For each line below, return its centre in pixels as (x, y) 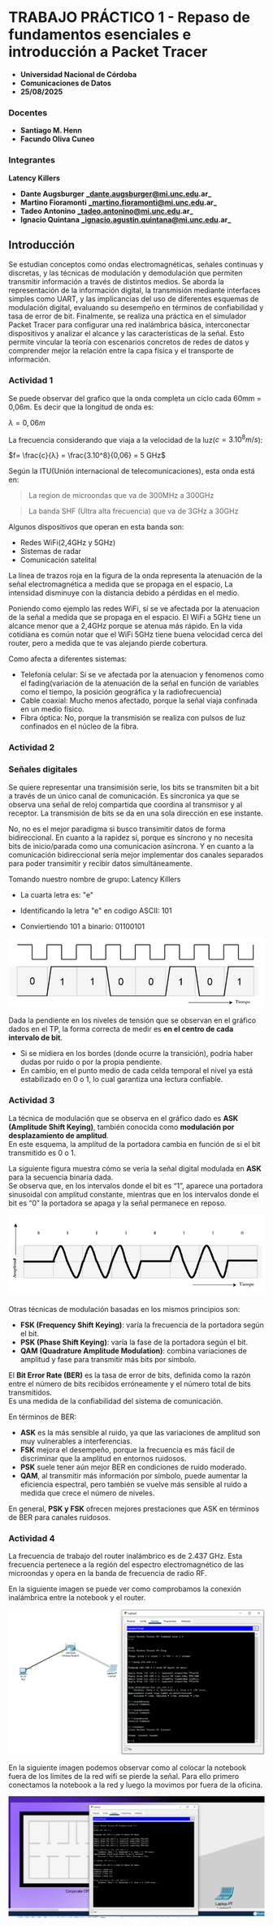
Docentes (28, 112)
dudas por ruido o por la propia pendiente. (91, 1062)
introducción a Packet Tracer (108, 52)
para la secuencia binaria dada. (61, 1177)
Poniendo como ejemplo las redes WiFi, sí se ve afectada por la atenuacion (134, 608)
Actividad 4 (32, 1539)
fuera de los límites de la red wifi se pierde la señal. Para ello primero (124, 1777)
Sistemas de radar (51, 552)
